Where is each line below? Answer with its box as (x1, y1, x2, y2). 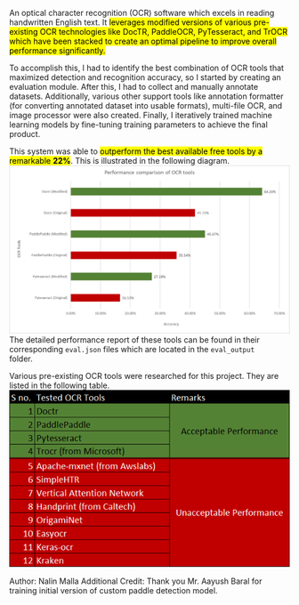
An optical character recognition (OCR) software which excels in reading (9, 8, 275, 18)
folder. (9, 353, 33, 364)
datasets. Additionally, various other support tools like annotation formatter (9, 91, 284, 101)
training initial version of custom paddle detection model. (9, 585, 218, 596)
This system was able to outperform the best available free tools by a (9, 146, 263, 157)
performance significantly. (9, 45, 106, 56)
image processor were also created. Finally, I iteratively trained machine (9, 110, 273, 120)
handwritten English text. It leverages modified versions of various (9, 17, 252, 28)
